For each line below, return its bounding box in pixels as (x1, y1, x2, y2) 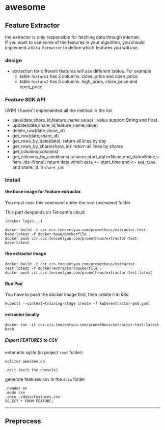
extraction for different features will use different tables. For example (12, 68, 151, 74)
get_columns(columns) (12, 148, 59, 154)
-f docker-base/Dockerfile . (31, 231, 91, 237)
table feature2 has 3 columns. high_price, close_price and (19, 78, 137, 85)
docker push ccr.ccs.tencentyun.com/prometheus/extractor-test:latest (5, 270, 153, 275)
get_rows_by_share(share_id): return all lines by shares (12, 143, 123, 149)
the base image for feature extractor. (5, 189, 82, 195)
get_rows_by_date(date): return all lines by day (12, 138, 107, 144)
